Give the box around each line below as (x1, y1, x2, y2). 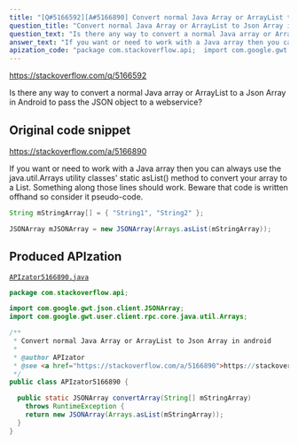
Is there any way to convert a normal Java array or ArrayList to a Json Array (9, 88, 286, 98)
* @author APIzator (12, 353, 86, 362)
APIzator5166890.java (9, 272, 90, 282)
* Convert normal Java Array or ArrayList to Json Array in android (12, 337, 272, 346)
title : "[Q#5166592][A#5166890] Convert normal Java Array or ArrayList (9, 12, 284, 22)
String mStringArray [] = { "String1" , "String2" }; (9, 208, 204, 217)
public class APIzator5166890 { (9, 378, 129, 386)
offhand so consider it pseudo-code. (9, 191, 144, 202)
